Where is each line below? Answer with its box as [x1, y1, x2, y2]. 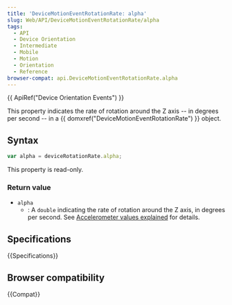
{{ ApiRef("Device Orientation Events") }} [7, 94, 125, 102]
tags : [7, 23, 23, 30]
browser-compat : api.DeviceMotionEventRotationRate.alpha [7, 74, 178, 82]
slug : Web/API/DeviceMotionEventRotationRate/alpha [7, 17, 159, 24]
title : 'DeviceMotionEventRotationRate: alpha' [7, 10, 148, 17]
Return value [7, 182, 51, 192]
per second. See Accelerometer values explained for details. [27, 213, 200, 222]
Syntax [7, 134, 39, 146]
